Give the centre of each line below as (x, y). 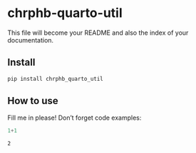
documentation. (31, 40)
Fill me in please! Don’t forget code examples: (74, 118)
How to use (33, 101)
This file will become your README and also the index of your (98, 33)
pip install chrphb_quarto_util (55, 79)
